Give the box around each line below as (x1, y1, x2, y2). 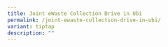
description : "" (7, 29, 55, 37)
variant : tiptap (7, 23, 55, 30)
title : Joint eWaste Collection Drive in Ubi (7, 10, 142, 17)
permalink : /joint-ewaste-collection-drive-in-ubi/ (7, 17, 161, 23)
